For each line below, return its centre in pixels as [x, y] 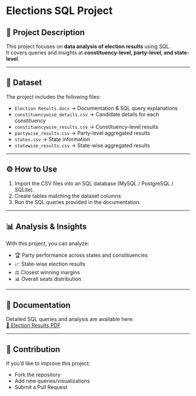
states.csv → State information [52, 139]
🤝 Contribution [33, 349]
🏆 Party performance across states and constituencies [81, 255]
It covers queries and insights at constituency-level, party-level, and [90, 53]
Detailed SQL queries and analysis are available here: [70, 319]
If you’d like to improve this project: [48, 363]
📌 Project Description [45, 32]
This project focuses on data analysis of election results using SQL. [88, 46]
